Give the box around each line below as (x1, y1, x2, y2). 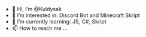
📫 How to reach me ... (11, 25, 68, 32)
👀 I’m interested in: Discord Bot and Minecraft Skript (11, 12, 140, 19)
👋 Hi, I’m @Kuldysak (11, 6, 62, 12)
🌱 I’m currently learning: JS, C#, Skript (11, 18, 107, 25)
